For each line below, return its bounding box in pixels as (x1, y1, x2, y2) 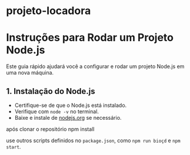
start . (6, 143, 21, 150)
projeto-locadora (6, 4, 91, 18)
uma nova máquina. (6, 69, 54, 76)
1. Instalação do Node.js (6, 86, 95, 96)
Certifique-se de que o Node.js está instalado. (14, 102, 127, 109)
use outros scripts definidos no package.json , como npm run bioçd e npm (6, 137, 181, 144)
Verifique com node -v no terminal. (14, 107, 99, 115)
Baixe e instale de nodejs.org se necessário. (14, 114, 122, 121)
